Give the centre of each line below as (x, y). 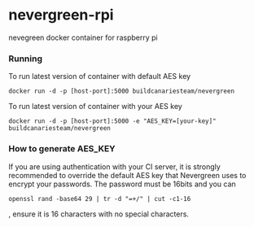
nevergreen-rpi (61, 15)
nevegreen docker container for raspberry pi (83, 37)
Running (26, 59)
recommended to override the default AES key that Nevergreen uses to (127, 175)
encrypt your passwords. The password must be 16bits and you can (122, 184)
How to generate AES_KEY (62, 149)
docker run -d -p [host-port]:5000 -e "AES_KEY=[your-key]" (113, 121)
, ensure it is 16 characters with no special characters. (99, 214)
